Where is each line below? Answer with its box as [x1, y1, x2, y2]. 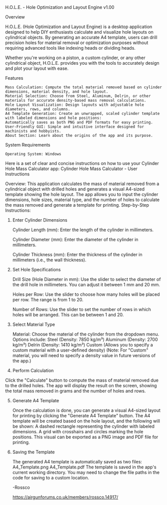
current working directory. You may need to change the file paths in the [12, 469, 160, 475]
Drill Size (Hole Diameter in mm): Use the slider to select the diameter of [12, 276, 161, 282]
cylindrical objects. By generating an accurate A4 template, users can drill [5, 35, 157, 40]
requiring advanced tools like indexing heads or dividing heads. [5, 45, 136, 51]
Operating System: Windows [5, 151, 61, 156]
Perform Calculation [12, 368, 54, 373]
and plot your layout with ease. [5, 65, 69, 71]
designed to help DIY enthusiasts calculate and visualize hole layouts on [5, 29, 154, 35]
